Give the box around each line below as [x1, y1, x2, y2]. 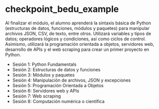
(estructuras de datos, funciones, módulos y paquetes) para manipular [5, 25, 150, 31]
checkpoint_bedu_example [5, 3, 119, 15]
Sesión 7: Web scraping [12, 93, 61, 99]
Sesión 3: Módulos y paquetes [12, 72, 75, 78]
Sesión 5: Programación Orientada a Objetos [12, 82, 104, 88]
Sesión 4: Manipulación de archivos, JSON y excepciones [12, 77, 131, 83]
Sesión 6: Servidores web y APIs [12, 88, 79, 94]
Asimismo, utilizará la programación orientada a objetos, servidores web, [5, 41, 155, 47]
